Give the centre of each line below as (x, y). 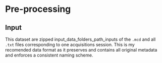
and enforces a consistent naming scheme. (49, 55)
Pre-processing (38, 9)
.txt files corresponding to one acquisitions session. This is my (70, 45)
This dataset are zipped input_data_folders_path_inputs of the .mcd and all (81, 39)
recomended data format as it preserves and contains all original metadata (81, 50)
